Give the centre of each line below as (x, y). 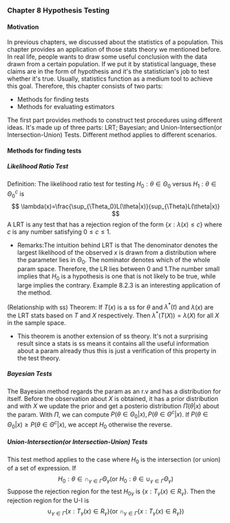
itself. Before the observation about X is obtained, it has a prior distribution (113, 398)
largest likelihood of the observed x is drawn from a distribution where (117, 252)
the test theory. (39, 358)
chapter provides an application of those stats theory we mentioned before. (114, 50)
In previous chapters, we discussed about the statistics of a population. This (115, 42)
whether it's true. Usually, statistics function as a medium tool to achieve (110, 79)
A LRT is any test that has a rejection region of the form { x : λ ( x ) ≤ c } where (115, 224)
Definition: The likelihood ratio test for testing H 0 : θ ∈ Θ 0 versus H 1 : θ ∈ (112, 185)
